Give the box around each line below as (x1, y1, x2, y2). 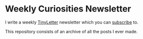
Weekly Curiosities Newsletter (5, 3, 131, 14)
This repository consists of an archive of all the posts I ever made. (5, 28, 138, 34)
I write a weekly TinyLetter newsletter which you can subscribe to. (5, 19, 139, 25)
